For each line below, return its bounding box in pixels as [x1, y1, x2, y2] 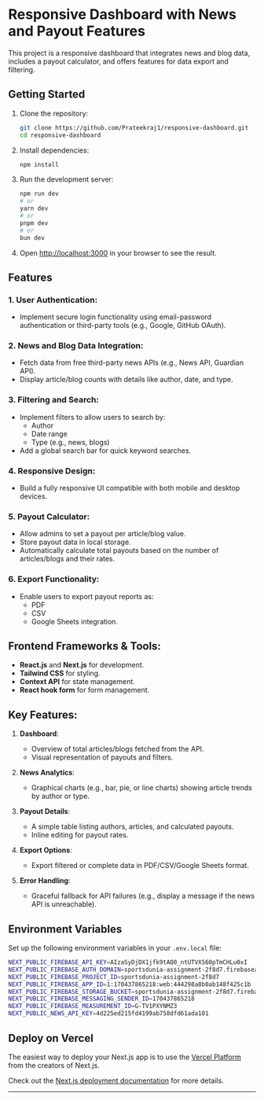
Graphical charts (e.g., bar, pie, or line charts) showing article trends [31, 783, 253, 793]
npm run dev [19, 190, 59, 198]
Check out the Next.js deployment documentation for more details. [8, 1076, 224, 1085]
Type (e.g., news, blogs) [31, 437, 110, 447]
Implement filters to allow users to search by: [19, 412, 166, 421]
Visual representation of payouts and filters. [31, 752, 174, 762]
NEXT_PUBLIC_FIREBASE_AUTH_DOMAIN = [8, 966, 125, 973]
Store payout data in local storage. [19, 537, 131, 547]
